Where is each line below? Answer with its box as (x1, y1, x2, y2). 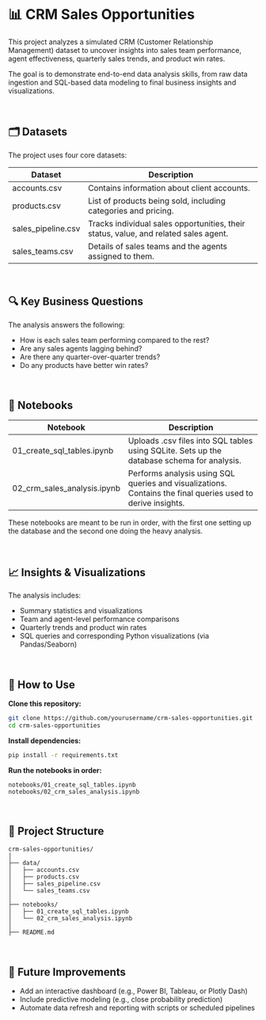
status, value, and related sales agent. (88, 228, 229, 239)
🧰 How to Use (8, 677, 75, 692)
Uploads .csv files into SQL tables (127, 435, 253, 446)
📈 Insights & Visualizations (8, 566, 146, 579)
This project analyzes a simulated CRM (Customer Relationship (8, 36, 214, 47)
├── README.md (8, 928, 55, 937)
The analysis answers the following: (8, 320, 125, 329)
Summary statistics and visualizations (19, 606, 143, 616)
